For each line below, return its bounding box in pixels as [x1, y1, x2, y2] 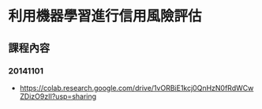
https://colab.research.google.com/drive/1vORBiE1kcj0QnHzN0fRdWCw [19, 83, 254, 92]
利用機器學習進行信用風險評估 [8, 7, 203, 25]
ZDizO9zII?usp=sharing [19, 92, 97, 101]
